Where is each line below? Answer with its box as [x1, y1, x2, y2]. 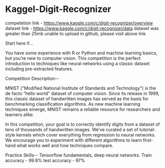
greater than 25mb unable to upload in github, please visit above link [5, 30, 146, 36]
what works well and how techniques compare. [16, 142, 114, 148]
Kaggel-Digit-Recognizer [5, 3, 111, 15]
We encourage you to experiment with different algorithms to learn [5, 137, 142, 143]
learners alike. [5, 111, 34, 118]
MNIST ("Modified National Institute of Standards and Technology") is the [5, 85, 156, 91]
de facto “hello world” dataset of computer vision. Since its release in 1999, [5, 90, 160, 96]
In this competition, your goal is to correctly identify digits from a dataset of [5, 121, 160, 127]
